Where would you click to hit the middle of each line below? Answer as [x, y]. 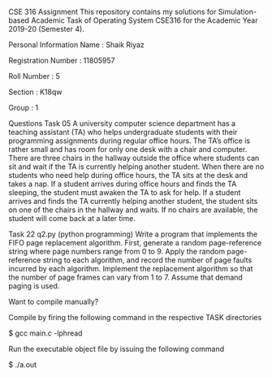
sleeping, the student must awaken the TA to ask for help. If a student [125, 193]
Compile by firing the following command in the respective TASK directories [135, 317]
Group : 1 [24, 108]
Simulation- [237, 12]
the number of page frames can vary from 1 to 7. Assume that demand [126, 277]
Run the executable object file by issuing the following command [117, 349]
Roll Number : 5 [35, 76]
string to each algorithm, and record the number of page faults [147, 260]
